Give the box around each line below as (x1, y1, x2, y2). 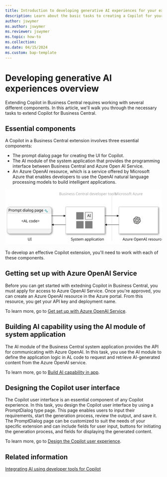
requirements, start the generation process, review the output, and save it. (5, 413, 158, 419)
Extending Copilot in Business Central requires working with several (5, 99, 144, 105)
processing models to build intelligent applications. (12, 179, 117, 185)
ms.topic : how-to (5, 34, 41, 39)
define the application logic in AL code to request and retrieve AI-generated (5, 354, 160, 360)
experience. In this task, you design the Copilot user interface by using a (5, 402, 154, 408)
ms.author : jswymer (5, 24, 46, 29)
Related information (5, 453, 68, 461)
